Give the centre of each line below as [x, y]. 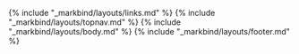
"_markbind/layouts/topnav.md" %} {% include [95, 22]
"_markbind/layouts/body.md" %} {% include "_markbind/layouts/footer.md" [149, 31]
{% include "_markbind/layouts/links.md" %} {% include [112, 13]
